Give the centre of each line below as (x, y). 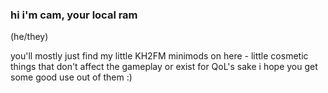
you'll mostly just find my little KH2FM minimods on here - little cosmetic (159, 56)
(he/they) (29, 37)
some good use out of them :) (71, 77)
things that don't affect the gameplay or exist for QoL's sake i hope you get (164, 67)
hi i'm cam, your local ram (74, 15)
